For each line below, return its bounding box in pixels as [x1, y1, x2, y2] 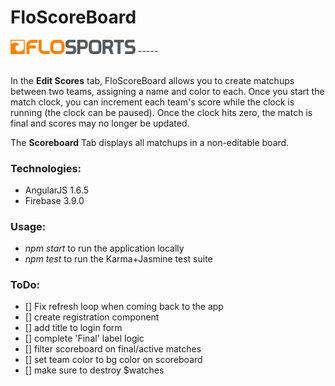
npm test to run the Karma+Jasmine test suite [24, 253, 213, 265]
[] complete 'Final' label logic [24, 332, 145, 345]
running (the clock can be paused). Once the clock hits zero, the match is [10, 106, 313, 118]
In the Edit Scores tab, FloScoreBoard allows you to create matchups [10, 74, 295, 86]
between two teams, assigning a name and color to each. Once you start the [10, 85, 325, 97]
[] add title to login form [24, 322, 123, 334]
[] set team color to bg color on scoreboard [24, 354, 203, 366]
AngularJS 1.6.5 [24, 184, 89, 196]
